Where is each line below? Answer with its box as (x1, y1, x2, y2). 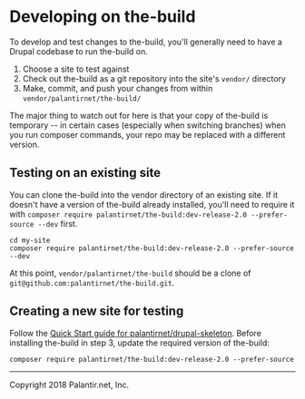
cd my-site (9, 236, 51, 245)
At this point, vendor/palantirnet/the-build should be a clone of (9, 268, 251, 278)
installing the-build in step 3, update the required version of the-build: (9, 337, 271, 348)
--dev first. (37, 218, 78, 229)
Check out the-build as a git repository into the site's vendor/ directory (22, 73, 286, 83)
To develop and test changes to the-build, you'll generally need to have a (9, 36, 283, 47)
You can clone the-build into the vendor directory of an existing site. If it (9, 189, 279, 200)
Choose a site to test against (22, 63, 130, 74)
